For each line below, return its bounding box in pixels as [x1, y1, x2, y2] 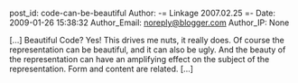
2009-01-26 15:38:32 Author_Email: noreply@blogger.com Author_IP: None [9, 17, 290, 28]
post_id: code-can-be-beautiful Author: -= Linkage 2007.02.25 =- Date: [9, 8, 276, 18]
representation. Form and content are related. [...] [9, 63, 194, 74]
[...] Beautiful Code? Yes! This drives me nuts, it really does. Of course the [9, 35, 284, 45]
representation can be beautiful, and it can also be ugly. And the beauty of [9, 44, 286, 55]
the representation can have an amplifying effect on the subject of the [9, 54, 270, 64]
